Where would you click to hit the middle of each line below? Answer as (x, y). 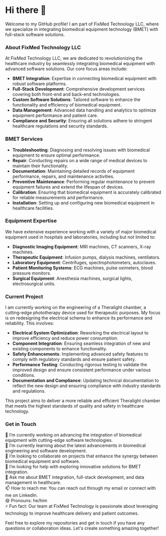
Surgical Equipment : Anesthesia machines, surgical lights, (72, 278)
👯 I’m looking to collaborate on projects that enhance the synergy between (82, 456)
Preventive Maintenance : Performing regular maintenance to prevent (83, 182)
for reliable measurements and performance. (58, 197)
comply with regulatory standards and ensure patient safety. (74, 359)
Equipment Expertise (31, 221)
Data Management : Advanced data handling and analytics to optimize (84, 110)
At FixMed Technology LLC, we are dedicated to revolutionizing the (74, 58)
